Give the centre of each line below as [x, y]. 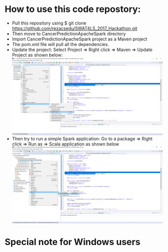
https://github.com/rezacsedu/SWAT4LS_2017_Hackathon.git [74, 28]
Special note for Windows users [73, 242]
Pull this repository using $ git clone [49, 23]
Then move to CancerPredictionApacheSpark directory [69, 33]
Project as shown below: [37, 55]
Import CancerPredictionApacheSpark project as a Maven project [79, 39]
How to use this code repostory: [73, 9]
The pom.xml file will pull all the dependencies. [60, 44]
